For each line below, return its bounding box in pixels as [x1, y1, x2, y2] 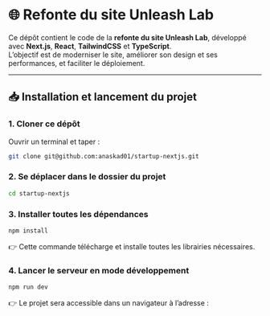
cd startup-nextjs [8, 189, 70, 198]
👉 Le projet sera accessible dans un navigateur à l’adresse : [8, 298, 209, 308]
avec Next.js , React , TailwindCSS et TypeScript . [8, 41, 172, 51]
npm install [8, 227, 48, 235]
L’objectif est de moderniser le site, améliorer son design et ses [8, 50, 219, 60]
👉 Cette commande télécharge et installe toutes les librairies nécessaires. [8, 241, 256, 251]
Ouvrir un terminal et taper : [8, 137, 100, 146]
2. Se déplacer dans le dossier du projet [8, 171, 166, 183]
